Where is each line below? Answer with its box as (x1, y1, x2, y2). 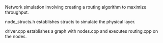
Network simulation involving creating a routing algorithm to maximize (5, 4, 146, 10)
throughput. (5, 9, 29, 15)
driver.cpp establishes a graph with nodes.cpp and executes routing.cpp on (5, 28, 158, 34)
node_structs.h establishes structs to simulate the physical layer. (5, 19, 136, 24)
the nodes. (5, 34, 27, 39)
